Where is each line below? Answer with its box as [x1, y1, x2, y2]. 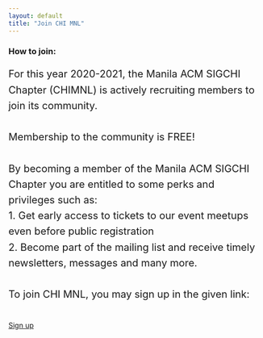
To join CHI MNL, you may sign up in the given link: [8, 288, 250, 301]
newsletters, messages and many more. [8, 256, 198, 269]
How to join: [8, 46, 56, 57]
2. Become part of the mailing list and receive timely [8, 240, 256, 254]
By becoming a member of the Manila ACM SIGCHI [8, 162, 250, 175]
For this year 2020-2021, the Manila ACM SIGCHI [8, 68, 241, 81]
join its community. [8, 98, 98, 112]
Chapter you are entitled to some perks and [8, 177, 215, 190]
